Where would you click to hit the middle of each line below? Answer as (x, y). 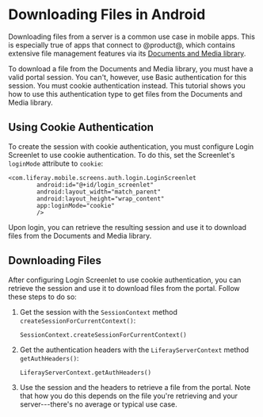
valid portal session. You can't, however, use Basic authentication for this (128, 77)
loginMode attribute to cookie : (56, 163)
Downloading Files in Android (107, 15)
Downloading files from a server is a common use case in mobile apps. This (132, 36)
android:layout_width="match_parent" (99, 192)
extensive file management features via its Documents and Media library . (127, 53)
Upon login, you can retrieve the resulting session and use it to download (128, 227)
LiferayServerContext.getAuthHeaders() (86, 373)
